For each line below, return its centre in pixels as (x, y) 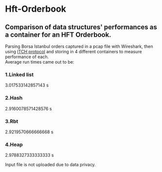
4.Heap (14, 144)
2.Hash (14, 98)
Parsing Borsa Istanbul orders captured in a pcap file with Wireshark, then (79, 46)
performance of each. (27, 57)
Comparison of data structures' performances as (81, 27)
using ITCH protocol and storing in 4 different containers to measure (73, 52)
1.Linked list (19, 74)
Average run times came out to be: (40, 62)
